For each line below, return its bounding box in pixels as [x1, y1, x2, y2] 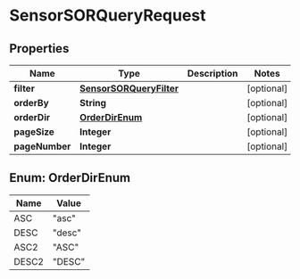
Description [187, 68, 238, 79]
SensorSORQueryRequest [9, 5, 207, 26]
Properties [9, 41, 70, 56]
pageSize [13, 126, 55, 138]
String [79, 97, 107, 109]
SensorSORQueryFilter [79, 82, 179, 94]
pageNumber [13, 140, 71, 152]
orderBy [13, 97, 49, 109]
